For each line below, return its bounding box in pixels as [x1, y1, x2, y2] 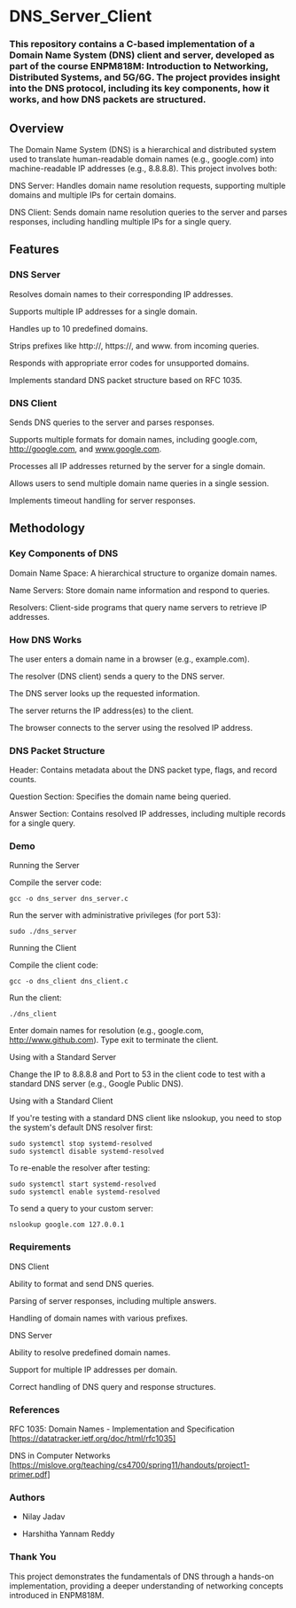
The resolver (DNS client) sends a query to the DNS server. [9, 671, 225, 681]
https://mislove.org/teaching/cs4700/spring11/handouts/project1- [12, 1460, 250, 1471]
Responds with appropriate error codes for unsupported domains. [9, 357, 250, 368]
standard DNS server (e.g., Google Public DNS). [9, 1079, 184, 1089]
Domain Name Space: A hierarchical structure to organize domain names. [9, 568, 277, 578]
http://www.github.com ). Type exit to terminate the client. [9, 1035, 219, 1046]
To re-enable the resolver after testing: [9, 1163, 151, 1173]
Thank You [9, 1550, 57, 1563]
